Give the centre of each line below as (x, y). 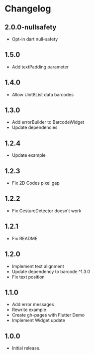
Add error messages (33, 305)
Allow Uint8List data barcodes (43, 94)
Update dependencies (35, 127)
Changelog (28, 9)
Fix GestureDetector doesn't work (47, 211)
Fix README (25, 238)
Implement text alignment (38, 266)
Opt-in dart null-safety (35, 39)
